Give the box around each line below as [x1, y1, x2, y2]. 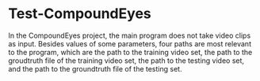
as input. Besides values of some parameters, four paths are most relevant [8, 39, 252, 48]
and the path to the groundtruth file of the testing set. [8, 64, 182, 73]
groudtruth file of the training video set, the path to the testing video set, [8, 56, 244, 65]
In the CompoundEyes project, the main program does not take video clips [8, 31, 251, 40]
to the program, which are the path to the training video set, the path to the [8, 47, 253, 57]
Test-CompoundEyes [8, 5, 152, 23]
